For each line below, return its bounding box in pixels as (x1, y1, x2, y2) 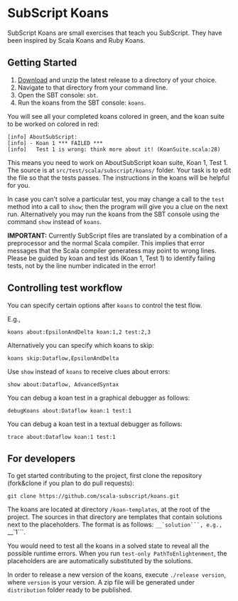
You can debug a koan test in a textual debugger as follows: (7, 420, 183, 428)
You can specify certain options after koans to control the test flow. (7, 301, 202, 309)
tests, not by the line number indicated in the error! (7, 261, 156, 270)
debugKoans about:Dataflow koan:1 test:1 (7, 407, 132, 414)
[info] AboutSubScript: (7, 133, 78, 140)
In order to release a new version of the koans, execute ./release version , (7, 570, 226, 579)
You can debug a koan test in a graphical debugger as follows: (7, 393, 190, 402)
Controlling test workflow (7, 282, 123, 294)
